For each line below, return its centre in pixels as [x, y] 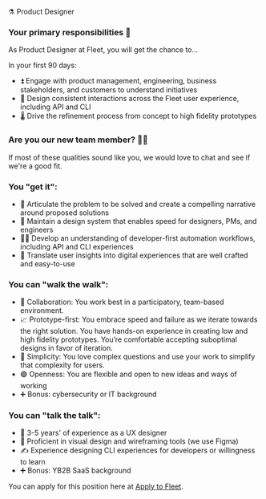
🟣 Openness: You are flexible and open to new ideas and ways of [129, 374]
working [33, 386]
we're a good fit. [35, 166]
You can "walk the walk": [58, 284]
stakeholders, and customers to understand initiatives [109, 90]
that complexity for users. [62, 365]
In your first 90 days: [43, 65]
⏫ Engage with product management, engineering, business [118, 81]
